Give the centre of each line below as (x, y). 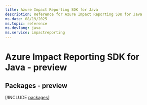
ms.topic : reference (26, 23)
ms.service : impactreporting (35, 33)
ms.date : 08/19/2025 (26, 19)
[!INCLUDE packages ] (27, 97)
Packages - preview (36, 86)
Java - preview (36, 68)
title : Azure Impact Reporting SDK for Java (52, 10)
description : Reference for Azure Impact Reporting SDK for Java (73, 14)
